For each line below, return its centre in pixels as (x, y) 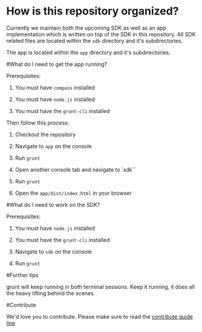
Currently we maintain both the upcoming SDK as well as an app (86, 28)
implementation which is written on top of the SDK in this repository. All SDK (101, 34)
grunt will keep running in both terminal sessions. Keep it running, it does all (101, 287)
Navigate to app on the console (54, 146)
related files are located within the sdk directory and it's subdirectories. (95, 41)
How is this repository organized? (93, 11)
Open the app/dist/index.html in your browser (73, 193)
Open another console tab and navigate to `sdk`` (75, 169)
